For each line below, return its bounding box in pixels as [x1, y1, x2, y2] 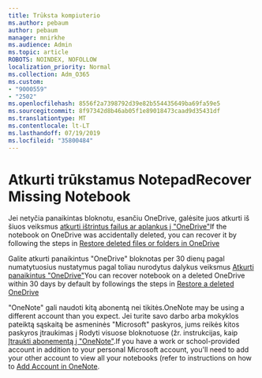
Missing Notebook [8, 187, 131, 206]
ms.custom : [8, 77, 44, 85]
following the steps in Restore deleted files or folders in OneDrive [8, 239, 220, 248]
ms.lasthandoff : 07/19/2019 [8, 129, 101, 137]
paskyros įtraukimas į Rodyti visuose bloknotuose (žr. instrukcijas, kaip [8, 328, 238, 338]
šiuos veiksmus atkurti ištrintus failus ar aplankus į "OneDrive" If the [8, 222, 227, 232]
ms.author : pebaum [8, 19, 69, 27]
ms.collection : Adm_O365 [8, 70, 90, 78]
